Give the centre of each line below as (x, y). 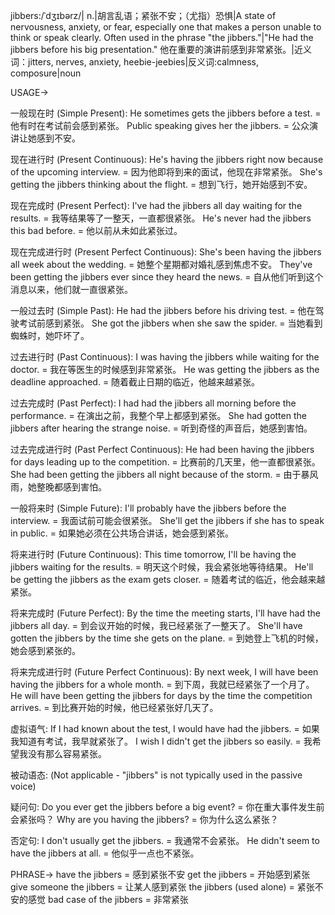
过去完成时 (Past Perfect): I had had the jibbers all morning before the (153, 403)
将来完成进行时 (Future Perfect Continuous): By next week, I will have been (164, 672)
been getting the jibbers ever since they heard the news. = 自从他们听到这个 (167, 277)
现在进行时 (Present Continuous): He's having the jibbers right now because (167, 159)
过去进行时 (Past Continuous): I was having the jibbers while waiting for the (165, 357)
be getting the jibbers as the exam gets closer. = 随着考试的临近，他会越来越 (168, 579)
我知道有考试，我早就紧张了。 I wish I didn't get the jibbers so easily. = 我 (161, 741)
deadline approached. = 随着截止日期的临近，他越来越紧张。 (135, 382)
